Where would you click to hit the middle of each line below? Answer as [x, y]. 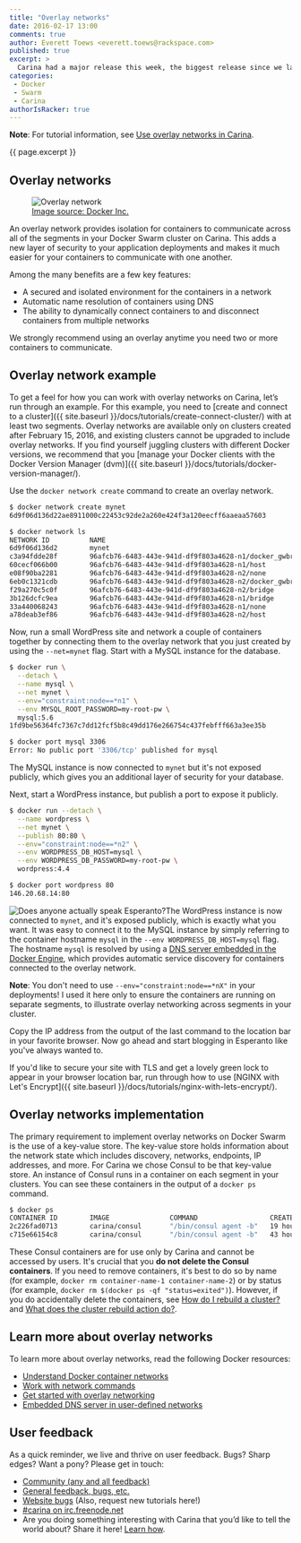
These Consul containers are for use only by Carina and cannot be [132, 1252]
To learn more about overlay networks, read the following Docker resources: [150, 1358]
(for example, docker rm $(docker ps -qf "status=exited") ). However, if [144, 1290]
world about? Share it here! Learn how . [94, 1529]
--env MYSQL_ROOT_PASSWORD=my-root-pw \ [94, 709]
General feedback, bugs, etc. [76, 1491]
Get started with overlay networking [88, 1395]
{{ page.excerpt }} [43, 152]
